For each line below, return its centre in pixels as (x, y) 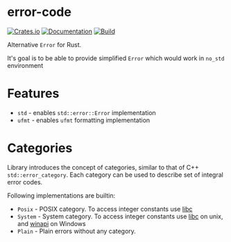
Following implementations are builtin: (61, 196)
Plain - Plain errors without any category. (77, 231)
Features (33, 94)
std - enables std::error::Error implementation (86, 112)
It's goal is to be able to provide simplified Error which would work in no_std (116, 58)
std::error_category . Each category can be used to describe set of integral (115, 175)
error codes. (25, 182)
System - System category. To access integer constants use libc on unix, (120, 216)
